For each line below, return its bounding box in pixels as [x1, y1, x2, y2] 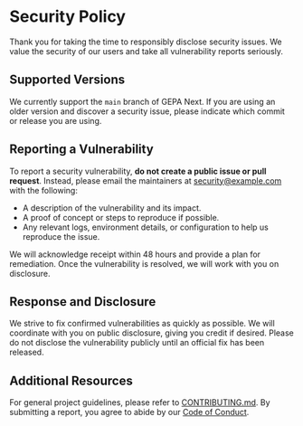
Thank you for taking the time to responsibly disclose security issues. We [9, 36, 282, 47]
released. [9, 346, 44, 358]
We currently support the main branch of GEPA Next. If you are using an [9, 96, 276, 107]
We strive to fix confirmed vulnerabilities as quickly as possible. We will [9, 318, 276, 329]
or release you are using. [9, 115, 102, 126]
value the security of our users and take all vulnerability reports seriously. [9, 45, 283, 56]
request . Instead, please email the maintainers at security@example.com [9, 175, 282, 186]
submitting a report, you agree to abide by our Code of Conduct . [9, 407, 250, 418]
